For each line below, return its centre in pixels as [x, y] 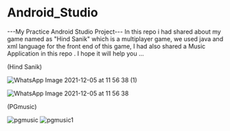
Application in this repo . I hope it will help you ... [76, 53]
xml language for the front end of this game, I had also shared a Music [106, 46]
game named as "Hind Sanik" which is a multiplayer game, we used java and [115, 38]
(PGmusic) [22, 106]
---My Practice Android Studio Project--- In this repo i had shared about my [114, 32]
